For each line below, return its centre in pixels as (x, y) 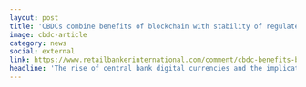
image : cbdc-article (49, 34)
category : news (38, 43)
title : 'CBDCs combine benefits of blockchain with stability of (136, 26)
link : (20, 60)
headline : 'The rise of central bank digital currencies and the (136, 69)
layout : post (34, 18)
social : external (42, 52)
